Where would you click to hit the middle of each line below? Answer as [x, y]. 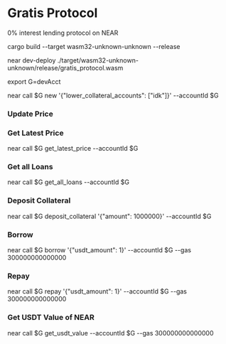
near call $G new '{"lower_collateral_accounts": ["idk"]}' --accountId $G [113, 95]
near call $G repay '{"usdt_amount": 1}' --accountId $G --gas [97, 291]
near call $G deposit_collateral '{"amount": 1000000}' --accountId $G [109, 216]
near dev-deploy [32, 60]
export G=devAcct [34, 81]
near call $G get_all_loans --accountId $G [69, 182]
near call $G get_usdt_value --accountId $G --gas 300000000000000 [111, 333]
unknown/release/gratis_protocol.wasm [65, 68]
